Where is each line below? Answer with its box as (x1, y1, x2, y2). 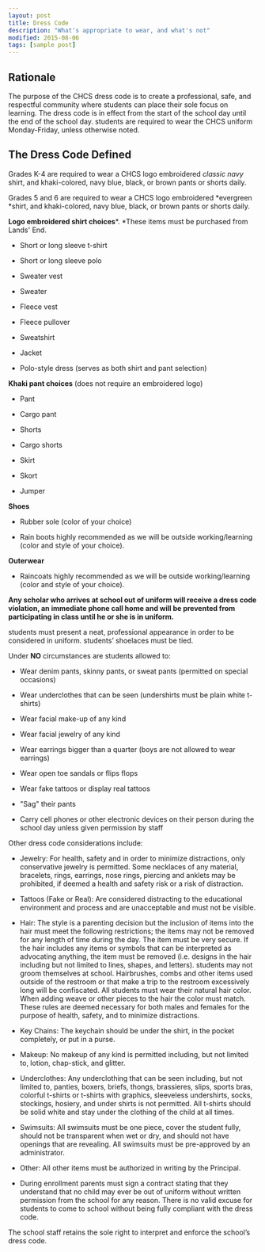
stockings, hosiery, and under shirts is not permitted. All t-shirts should (19, 1098, 252, 1108)
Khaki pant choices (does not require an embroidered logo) (8, 378, 203, 388)
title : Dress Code (8, 19, 69, 27)
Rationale (8, 71, 56, 84)
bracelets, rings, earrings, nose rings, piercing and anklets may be (19, 870, 236, 880)
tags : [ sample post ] (8, 41, 77, 49)
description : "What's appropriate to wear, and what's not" (8, 26, 211, 34)
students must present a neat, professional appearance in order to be (8, 627, 235, 636)
